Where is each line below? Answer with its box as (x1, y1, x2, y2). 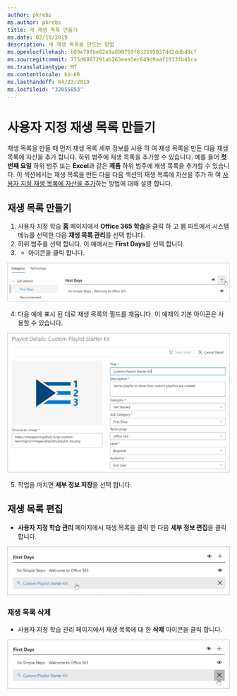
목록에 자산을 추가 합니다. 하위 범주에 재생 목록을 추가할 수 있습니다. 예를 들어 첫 (7, 152, 227, 162)
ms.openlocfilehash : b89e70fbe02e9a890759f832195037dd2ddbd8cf (7, 49, 197, 56)
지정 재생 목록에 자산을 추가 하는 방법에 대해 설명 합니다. (20, 179, 173, 188)
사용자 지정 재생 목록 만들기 (7, 119, 156, 136)
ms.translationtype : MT (7, 64, 78, 71)
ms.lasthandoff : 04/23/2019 (7, 78, 90, 85)
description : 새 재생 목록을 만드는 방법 (7, 41, 115, 49)
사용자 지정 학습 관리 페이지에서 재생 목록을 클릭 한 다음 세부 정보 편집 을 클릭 (17, 523, 227, 532)
